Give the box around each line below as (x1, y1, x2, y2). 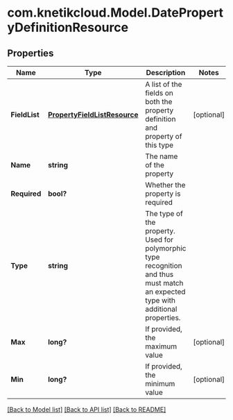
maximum (145, 342, 178, 351)
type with (145, 296, 175, 305)
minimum (145, 379, 175, 388)
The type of (145, 209, 184, 218)
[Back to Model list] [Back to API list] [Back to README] (7, 405, 166, 414)
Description (146, 68, 186, 77)
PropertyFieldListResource (47, 110, 139, 119)
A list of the (145, 80, 182, 89)
